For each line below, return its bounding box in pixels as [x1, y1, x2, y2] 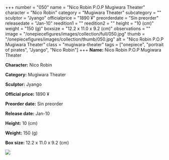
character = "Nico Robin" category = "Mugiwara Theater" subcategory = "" [5, 10, 162, 16]
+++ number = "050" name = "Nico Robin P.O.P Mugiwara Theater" [5, 5, 145, 10]
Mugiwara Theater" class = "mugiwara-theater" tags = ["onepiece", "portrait [5, 42, 164, 47]
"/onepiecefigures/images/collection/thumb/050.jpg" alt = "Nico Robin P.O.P [5, 36, 164, 42]
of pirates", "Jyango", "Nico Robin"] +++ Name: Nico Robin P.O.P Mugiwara [5, 47, 162, 53]
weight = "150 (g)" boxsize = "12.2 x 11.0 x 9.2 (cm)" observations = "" [5, 26, 151, 32]
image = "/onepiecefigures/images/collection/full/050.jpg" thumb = [5, 31, 145, 37]
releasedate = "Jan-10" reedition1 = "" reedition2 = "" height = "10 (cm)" [5, 20, 154, 26]
